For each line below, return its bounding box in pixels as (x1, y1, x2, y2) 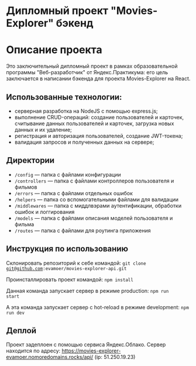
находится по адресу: (6, 347, 61, 354)
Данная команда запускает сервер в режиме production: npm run (6, 287, 169, 294)
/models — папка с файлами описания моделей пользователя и (14, 215, 173, 222)
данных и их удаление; (14, 126, 72, 133)
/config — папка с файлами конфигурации (14, 171, 121, 178)
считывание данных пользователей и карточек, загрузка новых (14, 120, 174, 127)
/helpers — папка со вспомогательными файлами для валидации (14, 196, 179, 203)
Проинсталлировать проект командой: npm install (6, 276, 133, 283)
